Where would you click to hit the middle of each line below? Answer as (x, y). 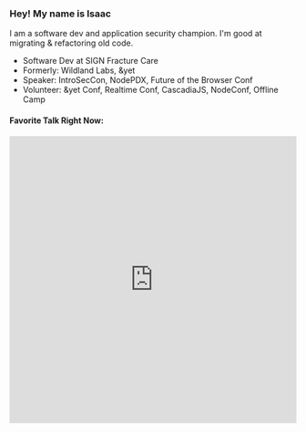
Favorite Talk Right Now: (57, 120)
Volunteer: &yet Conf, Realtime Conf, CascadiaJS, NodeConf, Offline (151, 90)
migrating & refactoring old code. (71, 43)
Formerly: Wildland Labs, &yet (79, 70)
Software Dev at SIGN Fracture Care (91, 61)
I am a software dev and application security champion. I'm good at (136, 34)
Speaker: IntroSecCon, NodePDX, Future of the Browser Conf (138, 80)
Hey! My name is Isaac (61, 14)
